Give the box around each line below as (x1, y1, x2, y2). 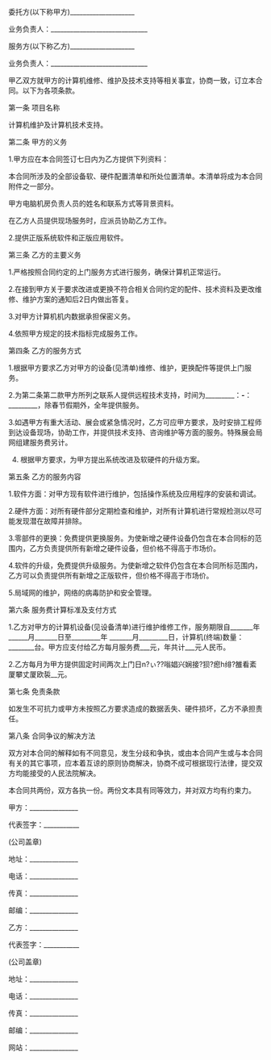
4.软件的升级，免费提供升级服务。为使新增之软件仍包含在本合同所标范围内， (8, 561, 262, 570)
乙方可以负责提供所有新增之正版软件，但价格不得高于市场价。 (8, 571, 214, 580)
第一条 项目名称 (8, 103, 60, 112)
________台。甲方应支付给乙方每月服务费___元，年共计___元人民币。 (8, 642, 231, 652)
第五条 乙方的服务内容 (8, 472, 81, 482)
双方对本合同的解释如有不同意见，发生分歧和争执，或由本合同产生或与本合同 (8, 749, 263, 757)
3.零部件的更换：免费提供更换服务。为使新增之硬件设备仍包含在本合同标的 (8, 533, 256, 543)
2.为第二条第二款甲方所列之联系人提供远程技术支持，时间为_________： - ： (8, 390, 252, 399)
